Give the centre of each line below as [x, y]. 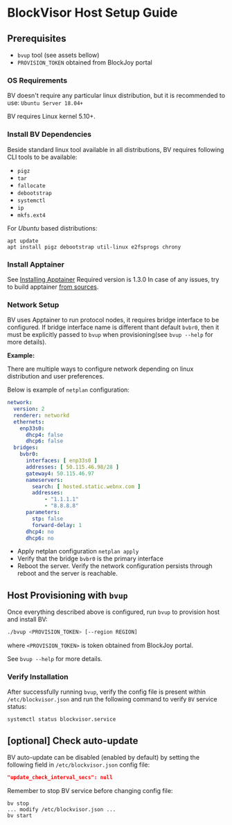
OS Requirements [37, 80]
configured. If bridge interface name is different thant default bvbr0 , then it [113, 327]
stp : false [48, 519]
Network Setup [33, 305]
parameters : [43, 512]
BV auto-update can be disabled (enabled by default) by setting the [103, 758]
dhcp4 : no [39, 532]
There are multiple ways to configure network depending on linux [100, 369]
